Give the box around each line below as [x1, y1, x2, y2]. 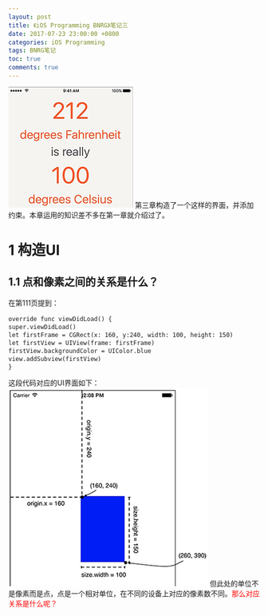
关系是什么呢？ [8, 598, 57, 608]
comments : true [8, 64, 59, 72]
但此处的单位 [209, 578, 252, 588]
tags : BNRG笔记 [8, 46, 57, 55]
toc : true [8, 55, 41, 63]
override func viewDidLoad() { [8, 315, 112, 323]
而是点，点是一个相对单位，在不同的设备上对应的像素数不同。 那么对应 [29, 588, 260, 598]
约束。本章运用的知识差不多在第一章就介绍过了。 [8, 210, 169, 220]
